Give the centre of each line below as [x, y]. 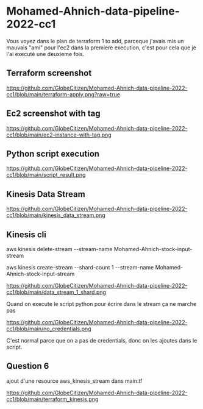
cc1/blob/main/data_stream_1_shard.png [56, 292]
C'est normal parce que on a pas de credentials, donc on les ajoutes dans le [102, 340]
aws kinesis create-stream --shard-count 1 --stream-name [80, 267]
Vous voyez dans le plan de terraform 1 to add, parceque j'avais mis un [95, 41]
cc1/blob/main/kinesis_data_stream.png [56, 215]
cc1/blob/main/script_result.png [46, 175]
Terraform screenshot [49, 73]
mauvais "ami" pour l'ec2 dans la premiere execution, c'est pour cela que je [101, 48]
